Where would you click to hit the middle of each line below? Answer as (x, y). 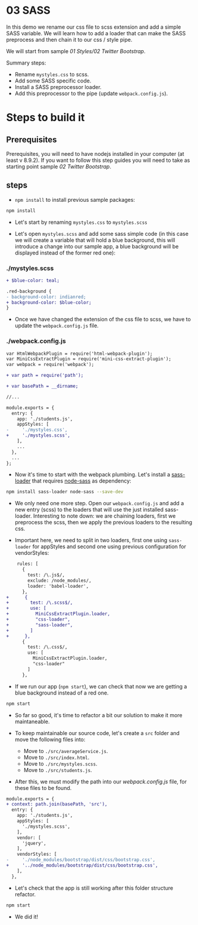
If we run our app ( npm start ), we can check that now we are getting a (101, 686)
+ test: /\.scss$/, (40, 603)
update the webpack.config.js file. (57, 325)
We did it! (26, 917)
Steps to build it (45, 118)
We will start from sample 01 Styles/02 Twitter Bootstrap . (76, 51)
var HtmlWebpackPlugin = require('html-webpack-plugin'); (79, 354)
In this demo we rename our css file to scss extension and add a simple (94, 27)
